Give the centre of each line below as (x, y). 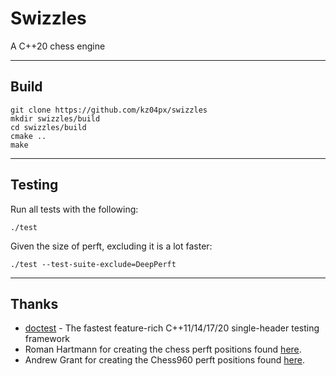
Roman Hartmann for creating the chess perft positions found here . (163, 349)
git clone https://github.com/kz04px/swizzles (109, 110)
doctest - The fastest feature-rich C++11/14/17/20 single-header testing (172, 328)
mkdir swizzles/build (55, 118)
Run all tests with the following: (74, 209)
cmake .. (28, 136)
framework (47, 339)
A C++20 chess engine (58, 46)
